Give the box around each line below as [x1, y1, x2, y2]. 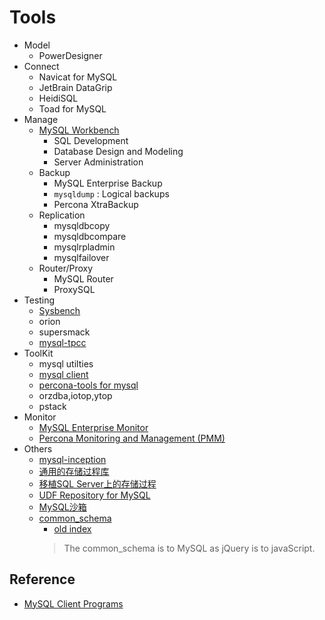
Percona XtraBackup [53, 198, 139, 210]
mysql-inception [38, 453, 107, 465]
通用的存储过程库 [38, 465, 110, 477]
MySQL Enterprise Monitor [38, 421, 149, 433]
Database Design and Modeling [53, 145, 184, 157]
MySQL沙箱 [38, 501, 87, 513]
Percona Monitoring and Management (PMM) [38, 432, 226, 444]
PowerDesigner [38, 49, 103, 61]
